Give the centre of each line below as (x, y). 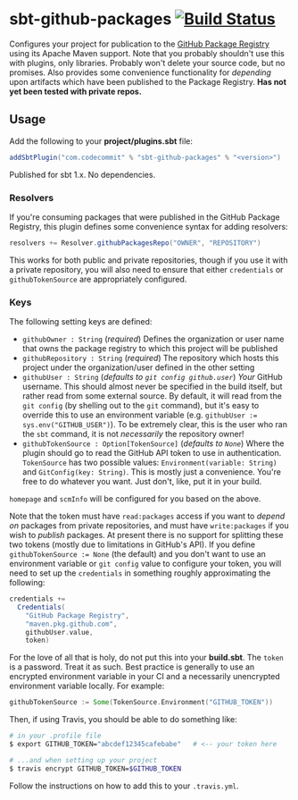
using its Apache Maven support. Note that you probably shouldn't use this (147, 53)
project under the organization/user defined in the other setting (138, 367)
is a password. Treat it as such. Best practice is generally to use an (132, 667)
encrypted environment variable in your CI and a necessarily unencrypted (145, 677)
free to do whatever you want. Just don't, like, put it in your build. (142, 482)
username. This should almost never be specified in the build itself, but (152, 387)
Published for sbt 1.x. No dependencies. (83, 174)
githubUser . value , (59, 632)
